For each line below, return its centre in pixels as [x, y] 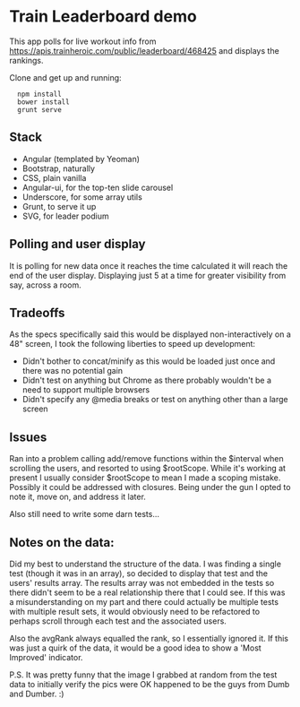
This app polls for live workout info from [83, 41]
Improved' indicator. [46, 657]
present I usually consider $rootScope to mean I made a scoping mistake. [145, 478]
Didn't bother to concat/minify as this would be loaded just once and [149, 361]
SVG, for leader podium [65, 216]
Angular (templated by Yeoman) [81, 159]
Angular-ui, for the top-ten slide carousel [98, 187]
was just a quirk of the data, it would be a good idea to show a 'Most [135, 648]
